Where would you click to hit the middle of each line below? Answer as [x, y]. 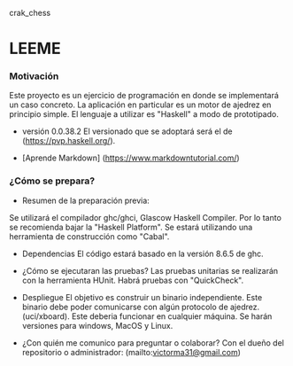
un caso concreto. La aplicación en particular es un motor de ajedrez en [140, 105]
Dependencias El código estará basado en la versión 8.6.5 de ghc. [143, 253]
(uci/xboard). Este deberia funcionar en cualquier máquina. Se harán [147, 316]
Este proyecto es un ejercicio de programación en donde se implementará [144, 96]
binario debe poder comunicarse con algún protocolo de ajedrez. [140, 307]
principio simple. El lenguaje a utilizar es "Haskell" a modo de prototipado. [144, 114]
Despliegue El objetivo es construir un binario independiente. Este [142, 297]
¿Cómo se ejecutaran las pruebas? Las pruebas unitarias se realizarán [150, 270]
